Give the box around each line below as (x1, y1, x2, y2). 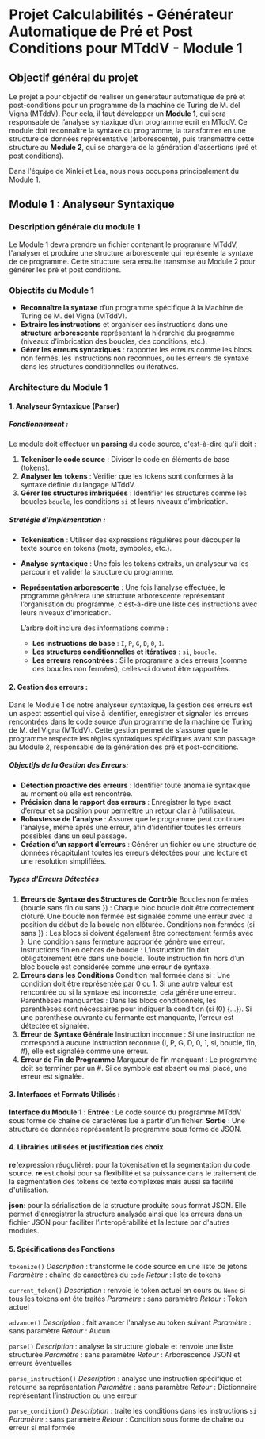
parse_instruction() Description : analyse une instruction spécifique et (9, 1374, 242, 1383)
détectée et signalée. (20, 1021, 89, 1030)
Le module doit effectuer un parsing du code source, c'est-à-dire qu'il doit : (9, 439, 256, 449)
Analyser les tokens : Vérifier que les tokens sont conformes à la (20, 471, 233, 481)
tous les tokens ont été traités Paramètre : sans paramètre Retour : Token (9, 1294, 248, 1303)
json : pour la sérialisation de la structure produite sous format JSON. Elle (9, 1200, 247, 1210)
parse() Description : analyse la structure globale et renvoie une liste (9, 1341, 233, 1351)
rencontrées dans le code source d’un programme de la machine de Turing (9, 717, 253, 726)
